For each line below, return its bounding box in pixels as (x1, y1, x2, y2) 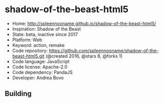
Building (5, 89, 32, 98)
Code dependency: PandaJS (12, 69, 73, 75)
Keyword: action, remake (12, 42, 65, 48)
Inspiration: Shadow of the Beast (12, 25, 81, 32)
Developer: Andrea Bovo (12, 74, 64, 81)
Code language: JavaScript (12, 58, 70, 64)
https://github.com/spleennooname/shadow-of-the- (49, 47, 159, 54)
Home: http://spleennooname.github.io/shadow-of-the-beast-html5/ (12, 20, 156, 27)
